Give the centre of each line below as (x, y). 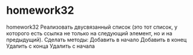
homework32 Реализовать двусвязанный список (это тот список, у (92, 27)
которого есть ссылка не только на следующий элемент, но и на (89, 33)
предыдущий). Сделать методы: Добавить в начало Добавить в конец (96, 39)
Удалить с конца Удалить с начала (51, 46)
